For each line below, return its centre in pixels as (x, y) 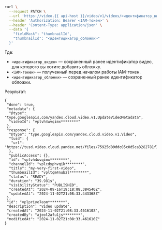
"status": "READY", (29, 177)
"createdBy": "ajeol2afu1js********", (46, 215)
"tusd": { (19, 138)
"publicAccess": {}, (29, 155)
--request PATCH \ (28, 11)
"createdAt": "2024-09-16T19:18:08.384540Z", (56, 189)
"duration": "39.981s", (33, 181)
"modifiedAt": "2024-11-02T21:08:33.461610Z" (53, 219)
